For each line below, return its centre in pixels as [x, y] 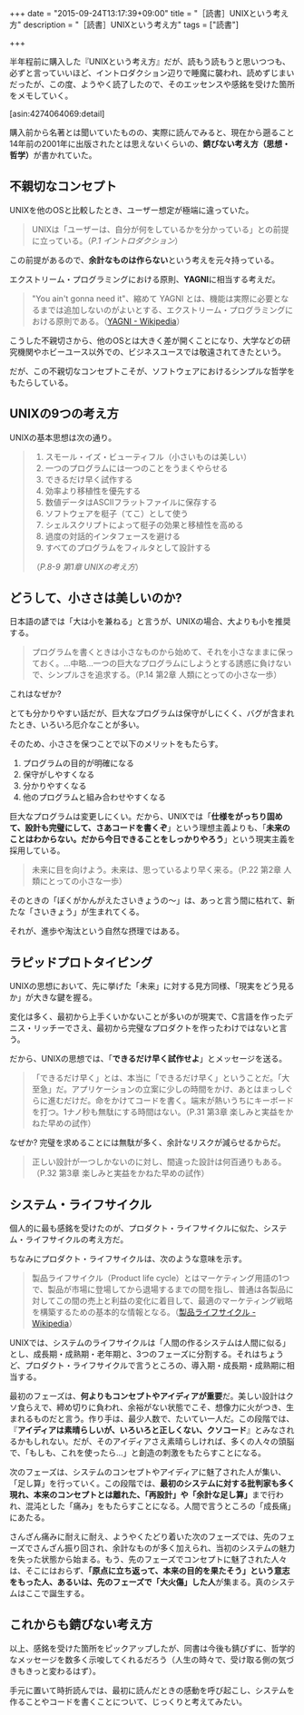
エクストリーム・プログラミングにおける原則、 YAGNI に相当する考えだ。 [145, 279]
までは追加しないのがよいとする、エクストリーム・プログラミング [162, 309]
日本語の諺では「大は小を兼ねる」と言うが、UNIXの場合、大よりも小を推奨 [150, 622]
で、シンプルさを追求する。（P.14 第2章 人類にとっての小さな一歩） [157, 675]
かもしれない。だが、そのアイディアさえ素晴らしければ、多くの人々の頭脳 [156, 1442]
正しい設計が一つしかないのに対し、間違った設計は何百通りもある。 [159, 1162]
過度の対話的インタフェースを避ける [113, 536]
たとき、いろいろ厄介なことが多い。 [77, 725]
